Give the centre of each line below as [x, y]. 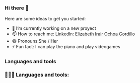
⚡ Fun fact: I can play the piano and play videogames [66, 47]
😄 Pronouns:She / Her [35, 41]
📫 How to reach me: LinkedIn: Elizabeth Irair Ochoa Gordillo [73, 34]
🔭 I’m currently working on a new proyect [54, 28]
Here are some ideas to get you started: [45, 19]
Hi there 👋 [17, 8]
